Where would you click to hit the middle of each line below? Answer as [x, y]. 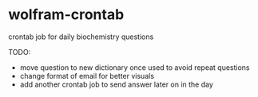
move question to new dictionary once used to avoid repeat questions [135, 67]
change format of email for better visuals [87, 76]
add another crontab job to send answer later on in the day [117, 84]
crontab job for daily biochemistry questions [81, 37]
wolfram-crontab [66, 15]
